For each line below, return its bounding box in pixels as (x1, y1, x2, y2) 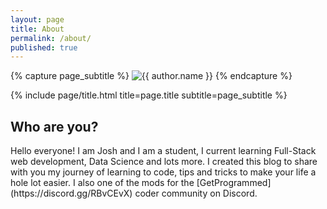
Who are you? (10, 118, 99, 135)
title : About (10, 24, 65, 34)
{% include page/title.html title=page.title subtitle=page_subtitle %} (10, 89, 288, 101)
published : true (10, 42, 78, 53)
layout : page (10, 14, 65, 25)
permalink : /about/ (10, 33, 92, 43)
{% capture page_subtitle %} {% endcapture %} (10, 70, 293, 82)
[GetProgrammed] (196, 177, 272, 189)
